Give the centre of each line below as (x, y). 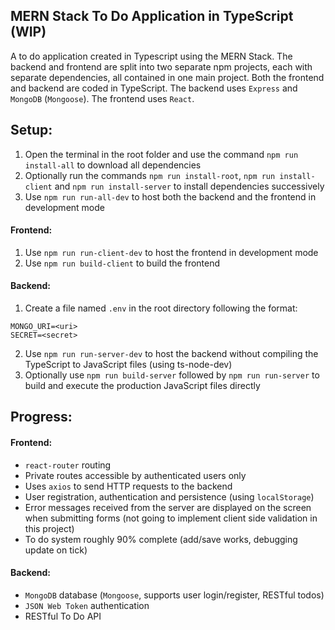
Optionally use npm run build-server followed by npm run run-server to (172, 375)
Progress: (41, 417)
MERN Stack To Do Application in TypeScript (152, 16)
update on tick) (56, 550)
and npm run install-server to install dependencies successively (189, 186)
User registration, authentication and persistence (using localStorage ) (169, 496)
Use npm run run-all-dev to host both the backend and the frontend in (170, 196)
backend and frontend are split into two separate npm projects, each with (161, 66)
